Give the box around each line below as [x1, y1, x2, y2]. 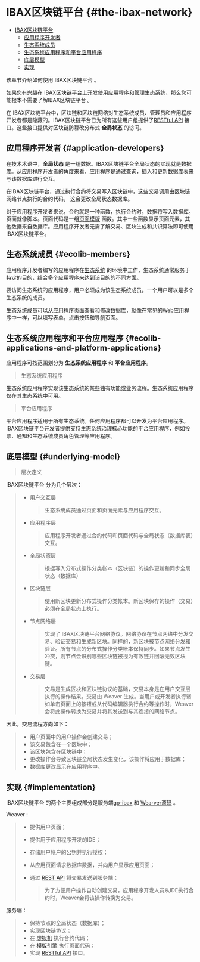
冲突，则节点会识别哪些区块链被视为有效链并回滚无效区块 [44, 652, 186, 660]
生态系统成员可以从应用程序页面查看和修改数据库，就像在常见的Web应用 [6, 307, 185, 314]
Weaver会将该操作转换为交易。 [60, 894, 137, 901]
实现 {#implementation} [6, 782, 96, 792]
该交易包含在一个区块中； [29, 741, 93, 748]
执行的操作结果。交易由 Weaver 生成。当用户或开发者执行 [44, 693, 186, 700]
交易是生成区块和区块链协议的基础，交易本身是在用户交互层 [44, 685, 191, 692]
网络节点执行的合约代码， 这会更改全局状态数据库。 [6, 195, 133, 202]
